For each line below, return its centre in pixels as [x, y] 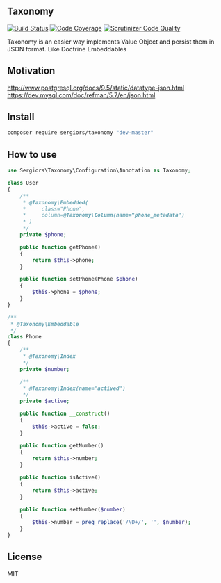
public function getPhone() [60, 247]
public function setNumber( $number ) [73, 509]
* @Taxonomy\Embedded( [56, 202]
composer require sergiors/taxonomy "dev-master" [81, 133]
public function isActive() [60, 478]
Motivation [31, 71]
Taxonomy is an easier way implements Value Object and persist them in [111, 42]
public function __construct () [65, 414]
